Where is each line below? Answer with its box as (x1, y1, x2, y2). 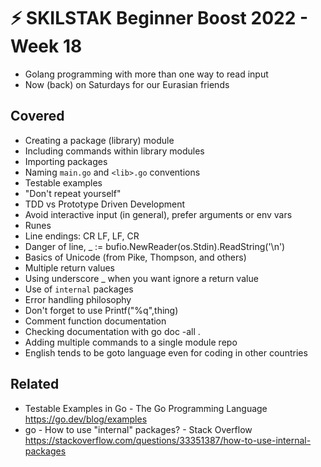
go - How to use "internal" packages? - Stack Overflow (24, 423, 253, 435)
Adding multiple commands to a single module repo (24, 336, 238, 348)
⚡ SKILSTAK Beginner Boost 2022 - (10, 7, 309, 30)
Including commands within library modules (24, 145, 205, 157)
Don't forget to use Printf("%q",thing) (24, 304, 179, 316)
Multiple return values (24, 261, 115, 274)
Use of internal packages (24, 283, 134, 295)
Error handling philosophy (24, 293, 132, 305)
